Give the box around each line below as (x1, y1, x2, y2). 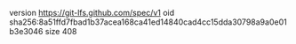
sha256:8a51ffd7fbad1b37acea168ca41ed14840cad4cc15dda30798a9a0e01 (9, 17, 287, 27)
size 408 (44, 26, 77, 36)
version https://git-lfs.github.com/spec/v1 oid (9, 8, 175, 18)
